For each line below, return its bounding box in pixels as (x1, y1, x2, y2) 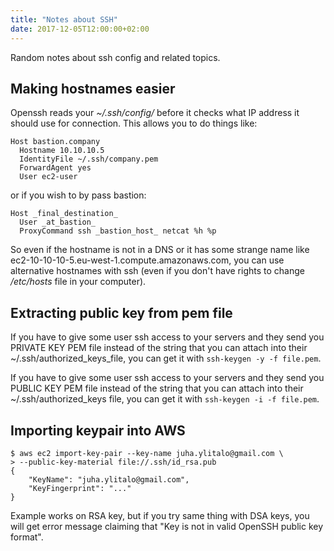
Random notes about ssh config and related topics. (10, 51, 221, 63)
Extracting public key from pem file (10, 304, 233, 321)
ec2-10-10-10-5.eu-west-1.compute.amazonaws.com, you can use (10, 254, 285, 266)
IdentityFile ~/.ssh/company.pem (19, 154, 159, 165)
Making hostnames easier (10, 80, 176, 97)
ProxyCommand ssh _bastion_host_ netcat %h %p (19, 226, 217, 236)
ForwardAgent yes (19, 163, 92, 173)
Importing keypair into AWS (10, 422, 186, 439)
